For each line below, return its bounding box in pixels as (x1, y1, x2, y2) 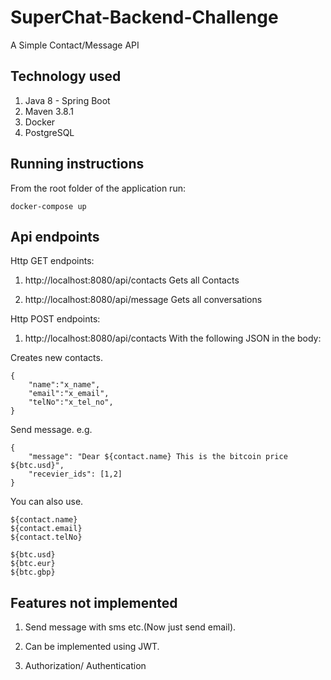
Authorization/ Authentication (24, 660, 147, 672)
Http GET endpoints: (10, 255, 95, 267)
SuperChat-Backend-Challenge (10, 6, 279, 29)
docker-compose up (10, 201, 87, 211)
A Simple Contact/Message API (10, 39, 140, 51)
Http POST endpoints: (10, 313, 101, 325)
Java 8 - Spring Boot (24, 94, 111, 106)
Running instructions (10, 156, 145, 173)
